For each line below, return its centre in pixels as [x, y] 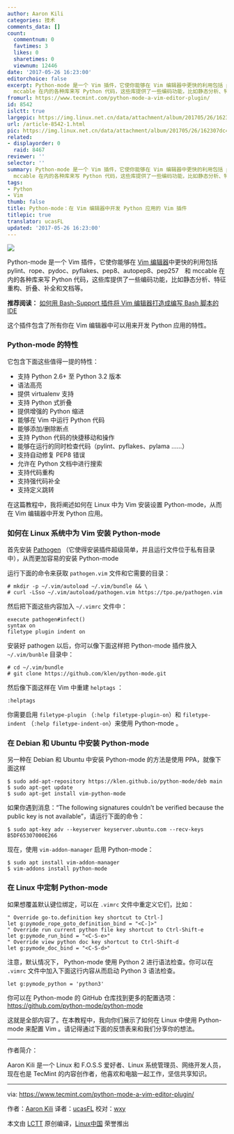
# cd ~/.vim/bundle [36, 668]
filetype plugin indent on [46, 632]
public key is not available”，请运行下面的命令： [76, 816]
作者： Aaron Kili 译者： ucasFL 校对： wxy [67, 1108]
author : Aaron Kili [36, 14]
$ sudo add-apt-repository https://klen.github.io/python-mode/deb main [115, 782]
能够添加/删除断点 [43, 428]
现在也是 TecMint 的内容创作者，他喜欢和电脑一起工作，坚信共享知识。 [109, 1073]
